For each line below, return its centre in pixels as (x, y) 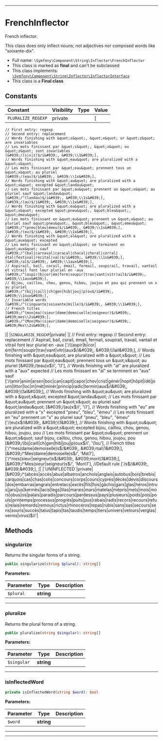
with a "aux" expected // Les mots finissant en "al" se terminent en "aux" (78, 371)
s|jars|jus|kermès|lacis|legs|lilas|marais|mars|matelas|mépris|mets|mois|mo (81, 489)
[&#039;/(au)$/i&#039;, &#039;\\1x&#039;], (50, 202)
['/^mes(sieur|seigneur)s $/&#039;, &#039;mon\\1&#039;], (63, 458)
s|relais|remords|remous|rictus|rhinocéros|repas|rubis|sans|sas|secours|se (81, 505)
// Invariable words (26, 300)
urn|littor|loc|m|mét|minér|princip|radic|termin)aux (56, 386)
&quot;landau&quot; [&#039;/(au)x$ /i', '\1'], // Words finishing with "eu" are (80, 407)
